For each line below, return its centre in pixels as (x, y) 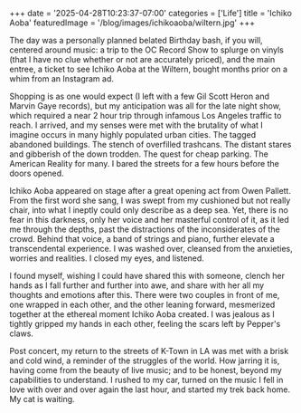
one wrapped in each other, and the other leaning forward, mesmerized (142, 304)
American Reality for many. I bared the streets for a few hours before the (145, 163)
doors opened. (37, 173)
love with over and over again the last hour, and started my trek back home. (150, 389)
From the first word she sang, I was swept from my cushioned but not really (150, 200)
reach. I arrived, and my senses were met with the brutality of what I (136, 125)
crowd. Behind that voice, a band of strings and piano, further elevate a (142, 239)
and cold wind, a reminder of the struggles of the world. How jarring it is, (145, 360)
